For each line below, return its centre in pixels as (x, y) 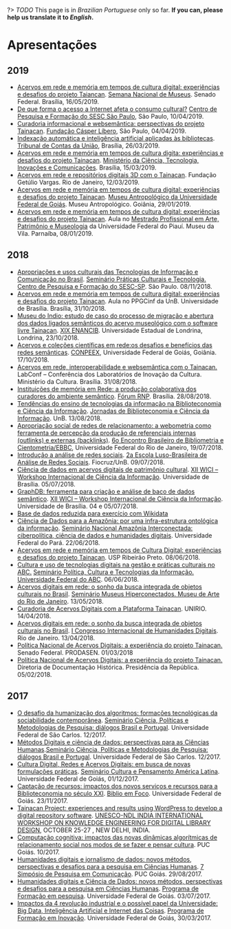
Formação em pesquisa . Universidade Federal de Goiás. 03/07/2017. (114, 896)
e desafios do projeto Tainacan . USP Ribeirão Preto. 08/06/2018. (109, 557)
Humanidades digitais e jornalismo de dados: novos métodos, (104, 859)
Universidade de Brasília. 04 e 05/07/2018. (78, 506)
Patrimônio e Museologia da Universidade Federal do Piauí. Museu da (115, 226)
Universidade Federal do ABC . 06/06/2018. (78, 579)
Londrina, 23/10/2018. (48, 338)
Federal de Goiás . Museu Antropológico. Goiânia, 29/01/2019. (104, 204)
